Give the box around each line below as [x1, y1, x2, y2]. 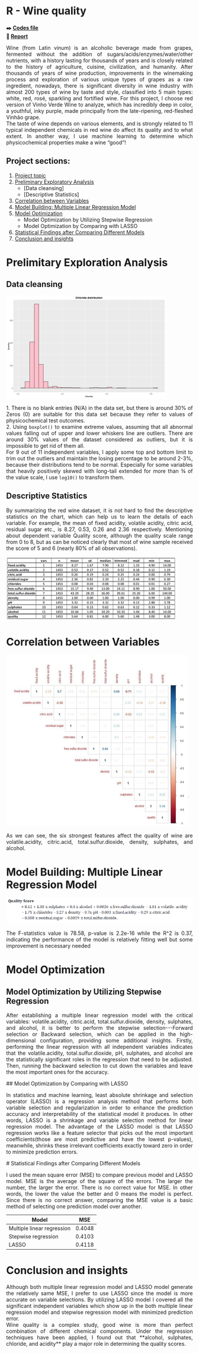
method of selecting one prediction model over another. [6, 1203, 142, 1210]
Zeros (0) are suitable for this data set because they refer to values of [6, 410, 193, 418]
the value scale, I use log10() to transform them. [6, 473, 125, 480]
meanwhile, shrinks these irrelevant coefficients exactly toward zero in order [6, 1142, 193, 1149]
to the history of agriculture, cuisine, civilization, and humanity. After [6, 63, 193, 70]
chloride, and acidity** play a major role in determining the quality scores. [6, 1340, 187, 1347]
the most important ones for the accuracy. [6, 1069, 109, 1076]
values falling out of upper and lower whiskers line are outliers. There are [6, 429, 193, 437]
